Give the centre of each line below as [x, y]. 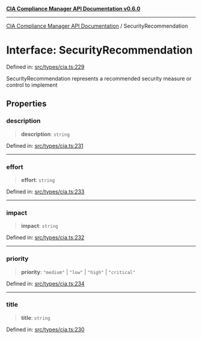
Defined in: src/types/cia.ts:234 [46, 283]
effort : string [38, 180]
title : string [35, 317]
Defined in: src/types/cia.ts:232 [45, 237]
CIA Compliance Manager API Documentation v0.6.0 [73, 9]
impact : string [39, 226]
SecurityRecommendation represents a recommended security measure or [99, 78]
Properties [26, 104]
